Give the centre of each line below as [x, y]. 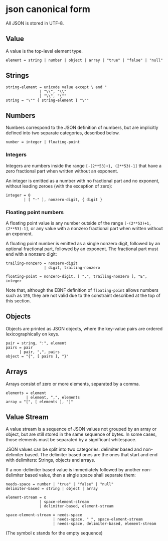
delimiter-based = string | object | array [52, 489]
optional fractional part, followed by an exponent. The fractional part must [82, 249]
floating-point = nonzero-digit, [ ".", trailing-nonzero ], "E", [76, 276]
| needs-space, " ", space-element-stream [98, 519]
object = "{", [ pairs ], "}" [37, 356]
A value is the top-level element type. [44, 51]
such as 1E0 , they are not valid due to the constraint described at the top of [83, 295]
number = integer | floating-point [43, 142]
